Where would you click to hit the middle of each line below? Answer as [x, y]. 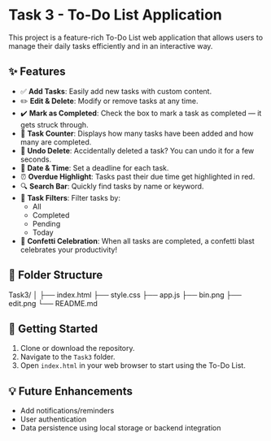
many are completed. [56, 142]
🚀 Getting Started [53, 329]
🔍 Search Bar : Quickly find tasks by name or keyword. [112, 186]
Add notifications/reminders [67, 411]
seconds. [36, 159]
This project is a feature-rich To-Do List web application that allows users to [135, 37]
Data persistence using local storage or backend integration [120, 428]
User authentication [53, 419]
